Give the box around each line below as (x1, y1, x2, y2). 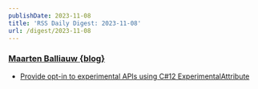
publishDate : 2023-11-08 (8, 11, 91, 20)
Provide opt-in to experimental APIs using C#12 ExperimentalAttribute (19, 71, 250, 81)
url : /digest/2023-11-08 (8, 26, 91, 34)
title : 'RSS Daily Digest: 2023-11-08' (8, 19, 142, 27)
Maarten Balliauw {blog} (8, 53, 106, 64)
